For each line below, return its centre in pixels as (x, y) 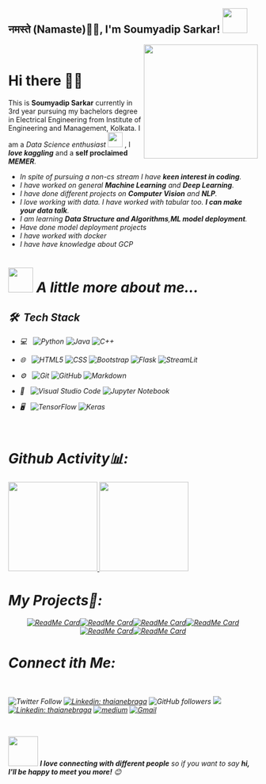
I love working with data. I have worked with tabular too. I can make (131, 202)
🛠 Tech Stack (44, 318)
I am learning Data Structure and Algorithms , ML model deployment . (133, 218)
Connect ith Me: (62, 663)
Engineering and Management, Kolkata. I (74, 128)
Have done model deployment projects (83, 227)
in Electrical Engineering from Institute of (75, 119)
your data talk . (44, 210)
